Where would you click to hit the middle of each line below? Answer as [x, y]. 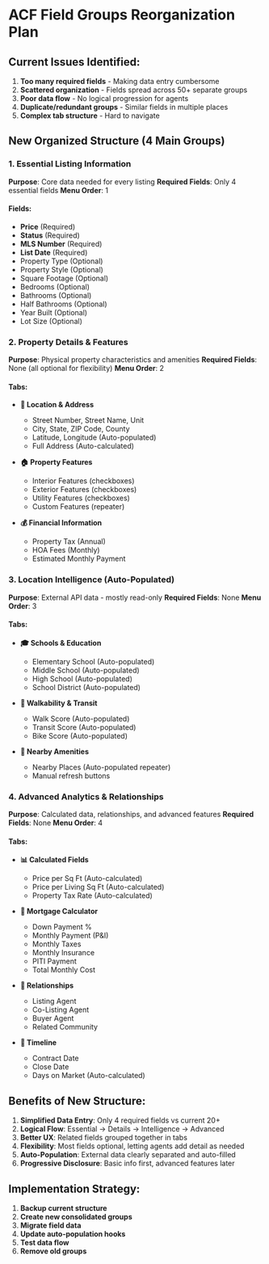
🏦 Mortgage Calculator [59, 912]
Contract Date [55, 1058]
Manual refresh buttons [71, 775]
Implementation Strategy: [74, 1188]
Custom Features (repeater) [78, 507]
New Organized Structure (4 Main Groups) [117, 141]
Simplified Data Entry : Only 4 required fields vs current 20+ [120, 1120]
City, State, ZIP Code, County [81, 429]
